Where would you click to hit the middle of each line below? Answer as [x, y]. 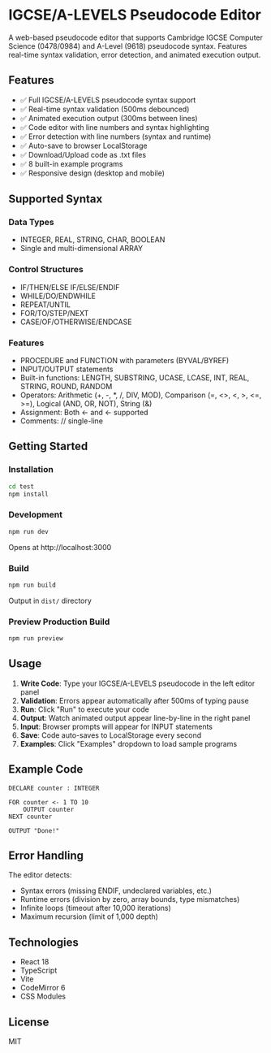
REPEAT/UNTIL [45, 304]
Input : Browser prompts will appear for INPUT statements [116, 726]
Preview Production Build [59, 622]
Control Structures [46, 270]
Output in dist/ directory [50, 600]
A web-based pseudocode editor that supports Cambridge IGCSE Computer [136, 37]
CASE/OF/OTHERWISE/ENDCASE [76, 322]
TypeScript [39, 971]
